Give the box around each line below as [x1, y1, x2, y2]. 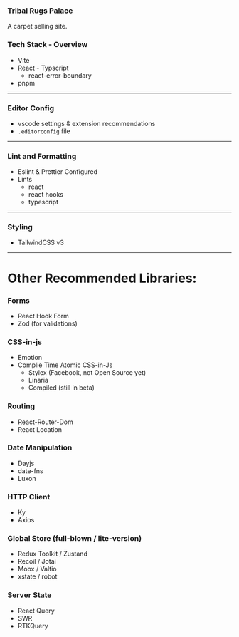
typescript [28, 198, 59, 207]
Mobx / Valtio [17, 565, 57, 574]
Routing [7, 401, 36, 411]
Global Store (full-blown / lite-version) [7, 534, 142, 544]
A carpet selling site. [7, 22, 68, 31]
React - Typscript [17, 63, 69, 72]
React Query [17, 606, 55, 615]
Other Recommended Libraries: [7, 270, 197, 286]
